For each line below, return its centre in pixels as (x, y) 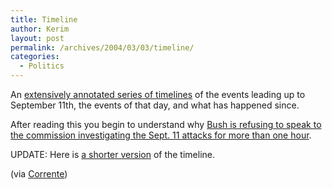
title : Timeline (44, 19)
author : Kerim (40, 29)
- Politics (42, 66)
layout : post (37, 38)
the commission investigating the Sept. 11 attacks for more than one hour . (161, 135)
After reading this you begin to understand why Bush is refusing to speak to (166, 124)
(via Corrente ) (39, 174)
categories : (35, 57)
